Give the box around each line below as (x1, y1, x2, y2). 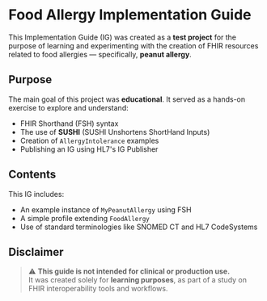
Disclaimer (8, 245, 64, 259)
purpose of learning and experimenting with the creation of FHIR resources (8, 40, 259, 50)
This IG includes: (8, 189, 65, 199)
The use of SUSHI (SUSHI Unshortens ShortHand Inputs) (19, 127, 210, 136)
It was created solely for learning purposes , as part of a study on (28, 275, 248, 285)
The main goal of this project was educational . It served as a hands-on (8, 94, 246, 104)
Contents (8, 168, 57, 182)
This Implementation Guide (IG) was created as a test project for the (8, 32, 237, 42)
